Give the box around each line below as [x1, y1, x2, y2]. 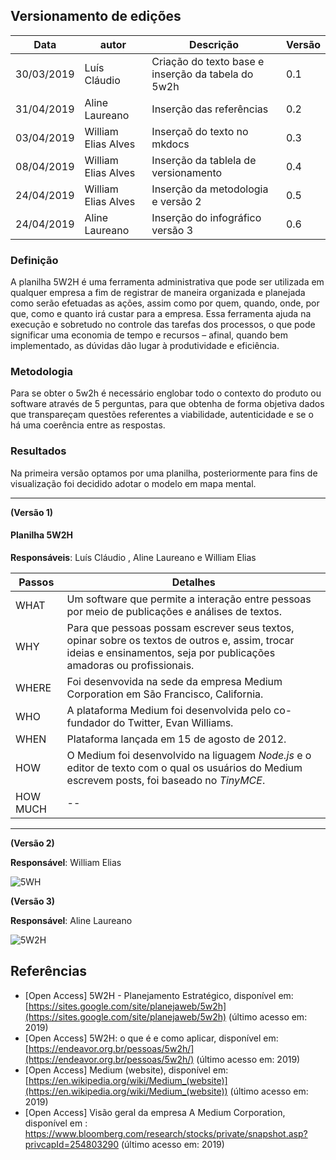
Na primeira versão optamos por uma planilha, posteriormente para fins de [10, 467, 318, 479]
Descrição [189, 37, 240, 51]
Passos [18, 575, 55, 589]
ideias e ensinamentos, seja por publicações [66, 645, 276, 659]
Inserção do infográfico [151, 210, 262, 224]
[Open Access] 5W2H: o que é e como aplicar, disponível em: [24, 1032, 279, 1044]
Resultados [10, 444, 67, 458]
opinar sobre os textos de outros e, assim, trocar [66, 633, 295, 647]
